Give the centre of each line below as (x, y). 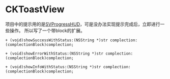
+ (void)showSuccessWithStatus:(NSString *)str (57, 40)
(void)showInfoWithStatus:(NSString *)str (55, 67)
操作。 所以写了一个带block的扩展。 (47, 30)
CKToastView (35, 9)
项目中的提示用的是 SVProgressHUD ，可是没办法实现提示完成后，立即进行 (83, 24)
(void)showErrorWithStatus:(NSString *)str (56, 54)
